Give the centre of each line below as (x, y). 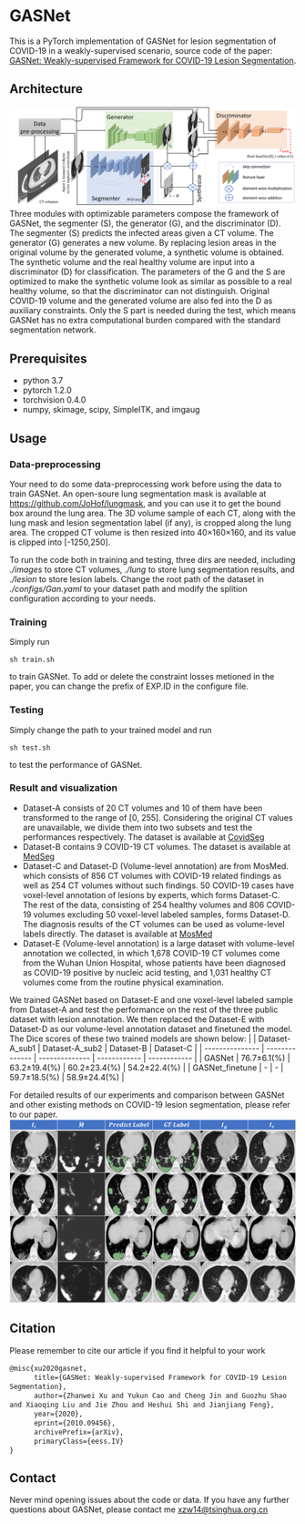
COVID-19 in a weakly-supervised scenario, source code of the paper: (141, 50)
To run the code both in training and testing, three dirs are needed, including (152, 559)
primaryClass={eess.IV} (79, 1441)
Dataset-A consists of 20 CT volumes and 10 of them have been (142, 808)
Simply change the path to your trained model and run (111, 730)
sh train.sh (32, 660)
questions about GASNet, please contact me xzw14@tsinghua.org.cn (139, 1509)
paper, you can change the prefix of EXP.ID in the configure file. (129, 686)
